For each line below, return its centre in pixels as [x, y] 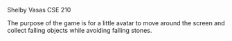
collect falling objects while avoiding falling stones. [80, 30]
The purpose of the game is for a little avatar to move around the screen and [116, 23]
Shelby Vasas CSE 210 [39, 10]
